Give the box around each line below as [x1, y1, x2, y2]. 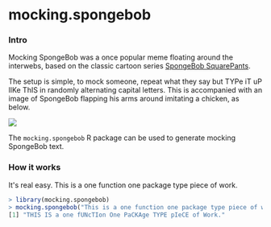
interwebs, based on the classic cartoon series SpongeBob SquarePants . [8, 61, 252, 71]
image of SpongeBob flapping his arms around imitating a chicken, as [8, 94, 240, 104]
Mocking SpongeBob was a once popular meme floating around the [8, 52, 234, 62]
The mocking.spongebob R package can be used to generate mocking [8, 133, 236, 142]
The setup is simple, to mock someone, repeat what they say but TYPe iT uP [8, 76, 262, 86]
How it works [8, 162, 61, 173]
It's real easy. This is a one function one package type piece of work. [8, 180, 238, 190]
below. [8, 102, 31, 112]
